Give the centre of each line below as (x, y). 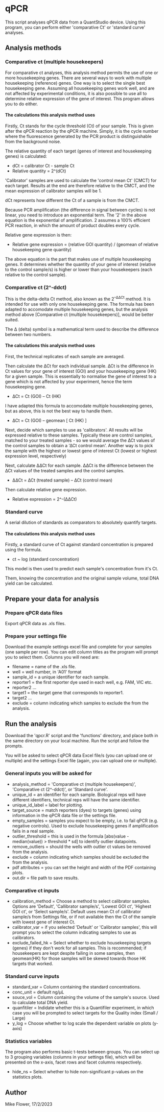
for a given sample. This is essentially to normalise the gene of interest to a (81, 376)
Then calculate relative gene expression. (46, 489)
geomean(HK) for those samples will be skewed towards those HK (79, 958)
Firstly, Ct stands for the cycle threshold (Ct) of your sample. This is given (79, 126)
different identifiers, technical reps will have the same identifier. (76, 799)
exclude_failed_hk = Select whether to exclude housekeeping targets (82, 943)
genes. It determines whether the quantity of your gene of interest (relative (81, 264)
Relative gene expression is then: (38, 235)
